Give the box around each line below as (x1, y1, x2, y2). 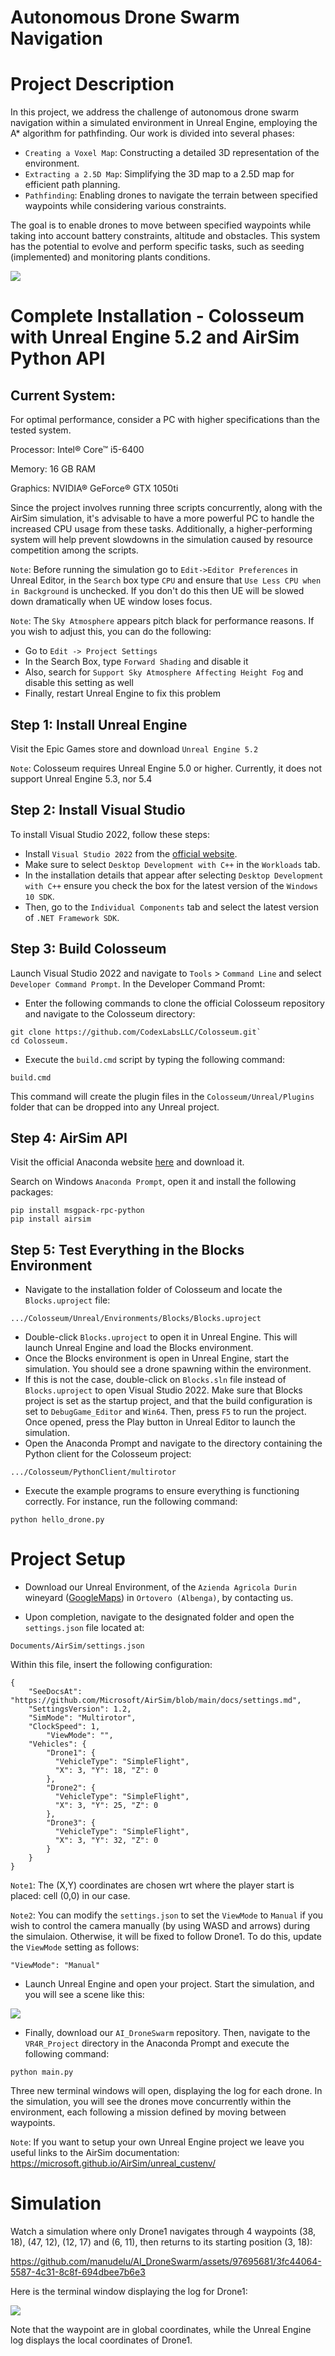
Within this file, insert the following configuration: (10, 1659, 213, 1671)
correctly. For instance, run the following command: (24, 1496, 238, 1508)
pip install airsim (10, 1214, 92, 1225)
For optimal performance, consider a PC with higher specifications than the (10, 414, 320, 426)
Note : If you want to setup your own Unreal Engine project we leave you (10, 2136, 305, 2148)
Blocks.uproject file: (24, 1294, 111, 1306)
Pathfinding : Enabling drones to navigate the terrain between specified (24, 189, 318, 201)
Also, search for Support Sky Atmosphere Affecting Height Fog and (24, 666, 304, 678)
